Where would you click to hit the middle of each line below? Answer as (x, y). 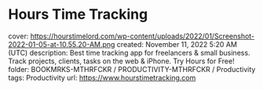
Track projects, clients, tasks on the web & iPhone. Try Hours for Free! (121, 61)
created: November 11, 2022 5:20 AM (177, 44)
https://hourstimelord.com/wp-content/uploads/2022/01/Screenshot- (142, 36)
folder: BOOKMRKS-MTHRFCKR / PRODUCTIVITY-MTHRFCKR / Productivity (132, 69)
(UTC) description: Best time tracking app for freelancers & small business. (129, 52)
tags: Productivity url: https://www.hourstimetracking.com (102, 77)
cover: (18, 36)
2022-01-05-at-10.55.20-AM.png (62, 44)
